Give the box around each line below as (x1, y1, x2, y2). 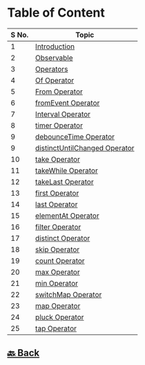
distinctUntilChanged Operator (35, 143, 135, 153)
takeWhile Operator (35, 165, 98, 175)
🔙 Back (7, 347, 40, 359)
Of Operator (35, 75, 75, 85)
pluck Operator (35, 312, 84, 322)
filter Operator (35, 222, 81, 232)
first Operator (35, 188, 79, 198)
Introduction (35, 42, 75, 51)
